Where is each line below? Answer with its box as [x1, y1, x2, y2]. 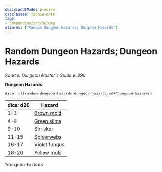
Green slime [34, 118, 62, 125]
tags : [5, 16, 16, 21]
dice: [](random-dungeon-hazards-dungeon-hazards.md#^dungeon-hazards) [5, 91, 152, 96]
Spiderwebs [34, 134, 62, 141]
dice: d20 [7, 102, 30, 109]
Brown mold [34, 110, 62, 117]
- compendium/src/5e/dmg [5, 20, 55, 26]
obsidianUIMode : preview [5, 7, 55, 12]
